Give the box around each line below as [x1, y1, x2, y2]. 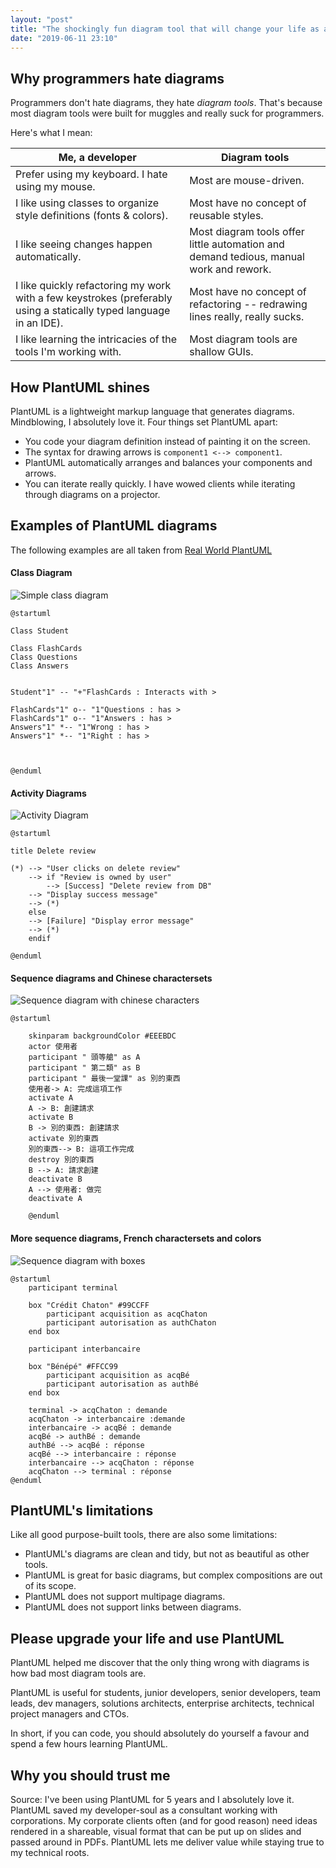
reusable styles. [189, 209, 264, 223]
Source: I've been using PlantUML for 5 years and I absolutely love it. [10, 1794, 295, 1806]
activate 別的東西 [28, 1134, 99, 1144]
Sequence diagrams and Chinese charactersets [10, 972, 213, 984]
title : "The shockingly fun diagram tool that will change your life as [10, 24, 320, 34]
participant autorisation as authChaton [46, 1317, 217, 1328]
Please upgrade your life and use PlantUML [10, 1630, 285, 1647]
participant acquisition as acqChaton [46, 1309, 208, 1319]
